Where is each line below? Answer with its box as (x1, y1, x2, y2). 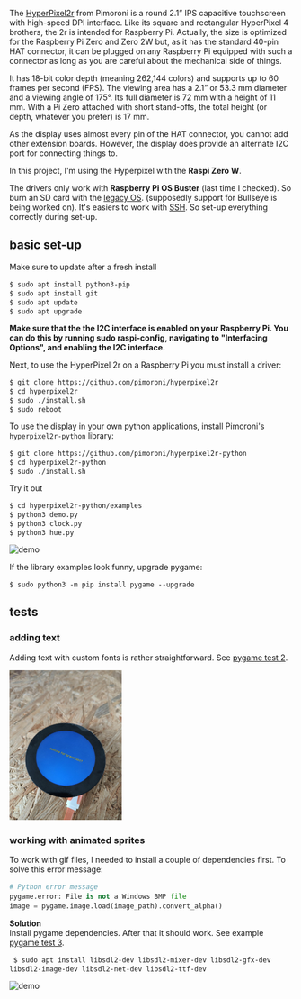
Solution (9, 918, 42, 929)
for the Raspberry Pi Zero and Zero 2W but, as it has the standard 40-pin (9, 36, 279, 47)
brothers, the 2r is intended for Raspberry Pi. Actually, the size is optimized (9, 27, 288, 37)
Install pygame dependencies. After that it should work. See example (9, 928, 264, 939)
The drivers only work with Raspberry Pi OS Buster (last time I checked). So (9, 183, 292, 193)
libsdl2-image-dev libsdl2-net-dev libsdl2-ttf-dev (9, 965, 207, 974)
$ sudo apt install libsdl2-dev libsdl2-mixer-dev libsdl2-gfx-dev (13, 956, 271, 965)
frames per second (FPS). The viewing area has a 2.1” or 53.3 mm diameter (9, 83, 288, 93)
